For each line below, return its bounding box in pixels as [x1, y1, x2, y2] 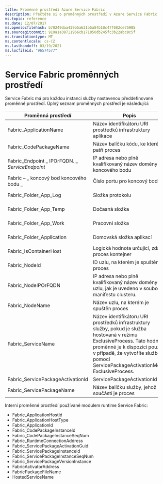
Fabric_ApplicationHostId [12, 412, 63, 418]
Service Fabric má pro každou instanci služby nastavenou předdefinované [5, 96, 153, 101]
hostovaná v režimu [93, 331, 138, 338]
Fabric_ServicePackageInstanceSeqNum [12, 453, 94, 459]
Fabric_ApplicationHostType [12, 417, 69, 423]
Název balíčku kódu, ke [93, 141, 146, 147]
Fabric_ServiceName [7, 341, 55, 347]
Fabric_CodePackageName [7, 143, 69, 150]
